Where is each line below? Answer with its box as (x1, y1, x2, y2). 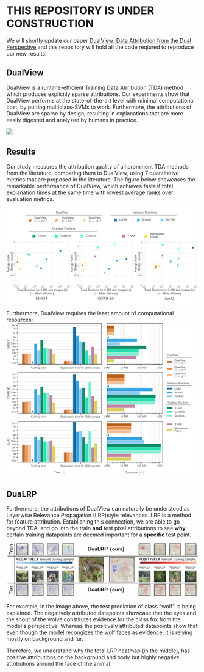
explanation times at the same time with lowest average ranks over (6, 189, 174, 196)
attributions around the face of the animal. (6, 660, 112, 667)
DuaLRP (6, 489, 37, 500)
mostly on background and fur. (6, 635, 84, 642)
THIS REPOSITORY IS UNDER (6, 4, 155, 18)
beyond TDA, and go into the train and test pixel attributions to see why (6, 525, 186, 532)
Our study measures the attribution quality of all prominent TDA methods (6, 163, 189, 170)
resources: (6, 316, 33, 323)
